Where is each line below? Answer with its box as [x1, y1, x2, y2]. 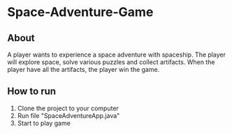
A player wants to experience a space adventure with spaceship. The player [7, 50, 226, 59]
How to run [7, 85, 57, 98]
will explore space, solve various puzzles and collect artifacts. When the [7, 58, 215, 66]
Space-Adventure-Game [7, 4, 154, 20]
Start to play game [17, 119, 71, 127]
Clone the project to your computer [17, 104, 119, 112]
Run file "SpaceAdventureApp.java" [17, 111, 120, 119]
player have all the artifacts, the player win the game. [7, 66, 160, 73]
